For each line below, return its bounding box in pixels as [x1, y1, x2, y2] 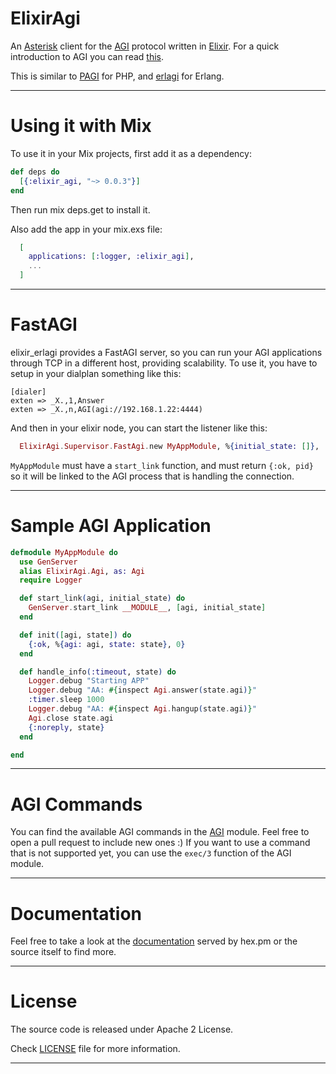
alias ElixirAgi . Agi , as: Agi [19, 566, 145, 576]
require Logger [19, 575, 83, 586]
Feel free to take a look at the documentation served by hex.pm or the [10, 935, 298, 947]
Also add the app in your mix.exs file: [10, 223, 163, 235]
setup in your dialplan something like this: [10, 367, 182, 379]
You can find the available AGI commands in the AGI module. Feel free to [10, 826, 310, 838]
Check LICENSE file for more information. [10, 1043, 181, 1055]
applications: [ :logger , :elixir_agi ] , [28, 252, 195, 262]
